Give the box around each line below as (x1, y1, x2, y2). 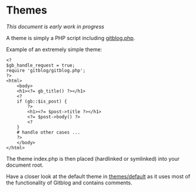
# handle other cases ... (17, 129, 81, 135)
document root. (6, 161, 44, 168)
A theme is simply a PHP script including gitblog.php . (6, 34, 135, 41)
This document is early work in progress (6, 23, 104, 30)
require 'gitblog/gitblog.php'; (6, 67, 86, 74)
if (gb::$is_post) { (17, 98, 67, 104)
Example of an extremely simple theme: (6, 45, 102, 53)
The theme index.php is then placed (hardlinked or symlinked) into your (6, 155, 180, 162)
